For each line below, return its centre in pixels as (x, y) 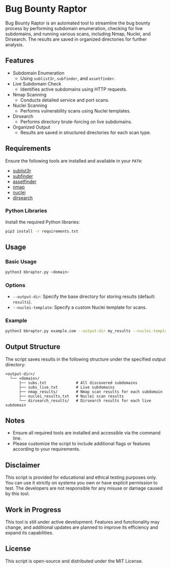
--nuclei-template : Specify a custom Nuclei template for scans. (80, 307)
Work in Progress (33, 510)
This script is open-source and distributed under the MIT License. (74, 561)
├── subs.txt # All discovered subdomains (78, 383)
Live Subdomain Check (37, 84)
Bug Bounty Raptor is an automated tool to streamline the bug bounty (78, 23)
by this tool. (18, 494)
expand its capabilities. (29, 533)
